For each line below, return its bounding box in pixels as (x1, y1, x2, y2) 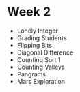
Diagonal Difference (16, 48, 74, 57)
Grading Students (16, 33, 67, 42)
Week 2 (7, 4, 51, 20)
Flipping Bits (16, 41, 53, 49)
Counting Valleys (16, 63, 65, 71)
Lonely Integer (16, 27, 58, 35)
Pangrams (16, 70, 46, 78)
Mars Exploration (16, 77, 66, 85)
